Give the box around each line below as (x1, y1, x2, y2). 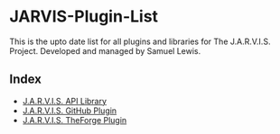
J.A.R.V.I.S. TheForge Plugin (22, 114, 127, 125)
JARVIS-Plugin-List (9, 6, 159, 27)
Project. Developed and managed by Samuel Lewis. (9, 45, 201, 56)
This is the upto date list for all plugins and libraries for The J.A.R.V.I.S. (9, 36, 271, 47)
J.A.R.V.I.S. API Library (22, 95, 107, 106)
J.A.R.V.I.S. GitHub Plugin (22, 105, 117, 116)
